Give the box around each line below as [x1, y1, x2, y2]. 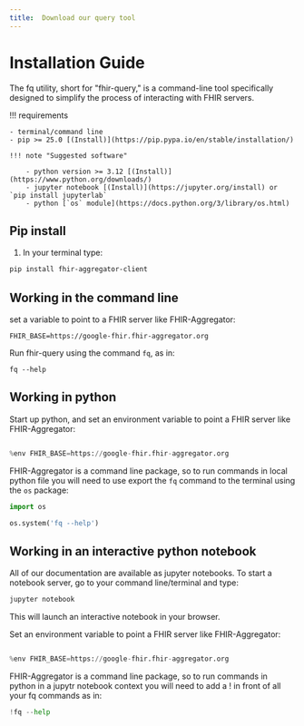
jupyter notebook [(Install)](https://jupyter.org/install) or [33, 182, 279, 191]
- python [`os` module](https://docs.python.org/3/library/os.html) [25, 199, 290, 208]
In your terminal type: [22, 247, 103, 259]
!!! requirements [9, 110, 69, 121]
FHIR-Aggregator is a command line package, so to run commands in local [9, 465, 288, 476]
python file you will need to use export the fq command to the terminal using [9, 475, 296, 486]
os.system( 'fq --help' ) [9, 518, 100, 527]
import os [9, 502, 47, 511]
